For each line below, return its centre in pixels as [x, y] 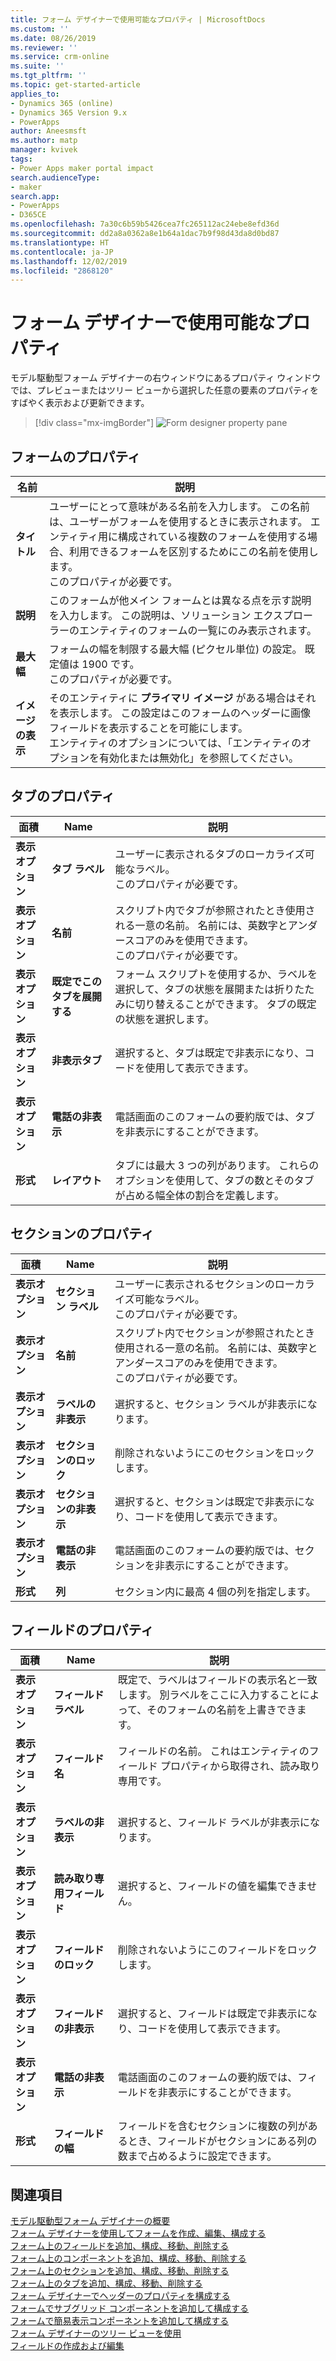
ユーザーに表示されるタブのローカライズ [209, 854]
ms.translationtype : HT [60, 242]
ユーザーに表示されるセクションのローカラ [214, 1284]
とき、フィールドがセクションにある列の [222, 2141]
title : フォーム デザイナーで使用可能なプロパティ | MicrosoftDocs [138, 19]
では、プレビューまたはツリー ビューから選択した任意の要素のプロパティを [165, 390]
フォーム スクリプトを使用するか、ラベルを [216, 974]
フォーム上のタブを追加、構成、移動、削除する [106, 2283]
